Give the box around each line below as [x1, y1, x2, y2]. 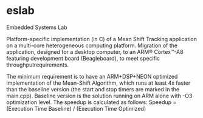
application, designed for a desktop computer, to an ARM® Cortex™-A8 [6, 48, 184, 55]
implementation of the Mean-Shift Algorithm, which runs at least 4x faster [6, 79, 191, 87]
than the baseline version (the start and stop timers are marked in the [6, 85, 180, 93]
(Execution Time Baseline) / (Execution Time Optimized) [6, 105, 146, 112]
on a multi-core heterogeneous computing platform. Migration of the [6, 42, 178, 49]
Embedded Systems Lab [6, 24, 68, 31]
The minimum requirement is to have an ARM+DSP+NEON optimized [6, 73, 178, 80]
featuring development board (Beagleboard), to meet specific [6, 54, 160, 62]
